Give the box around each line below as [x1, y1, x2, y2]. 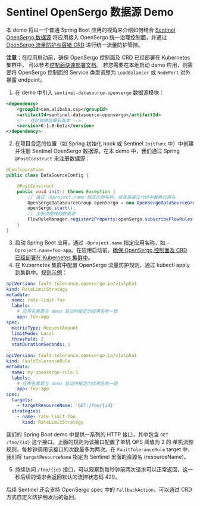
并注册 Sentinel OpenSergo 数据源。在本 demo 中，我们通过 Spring [14, 147, 180, 155]
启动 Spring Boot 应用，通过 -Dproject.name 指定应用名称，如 [14, 239, 165, 246]
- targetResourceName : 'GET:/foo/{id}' [17, 403, 116, 409]
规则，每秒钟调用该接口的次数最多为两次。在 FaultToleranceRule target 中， [6, 445, 193, 453]
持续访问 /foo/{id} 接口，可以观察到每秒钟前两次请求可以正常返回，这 [14, 465, 189, 473]
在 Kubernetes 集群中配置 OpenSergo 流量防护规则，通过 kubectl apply [14, 261, 190, 268]
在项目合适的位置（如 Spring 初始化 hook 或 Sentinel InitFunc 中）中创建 [14, 140, 194, 147]
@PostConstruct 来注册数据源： [14, 155, 90, 162]
